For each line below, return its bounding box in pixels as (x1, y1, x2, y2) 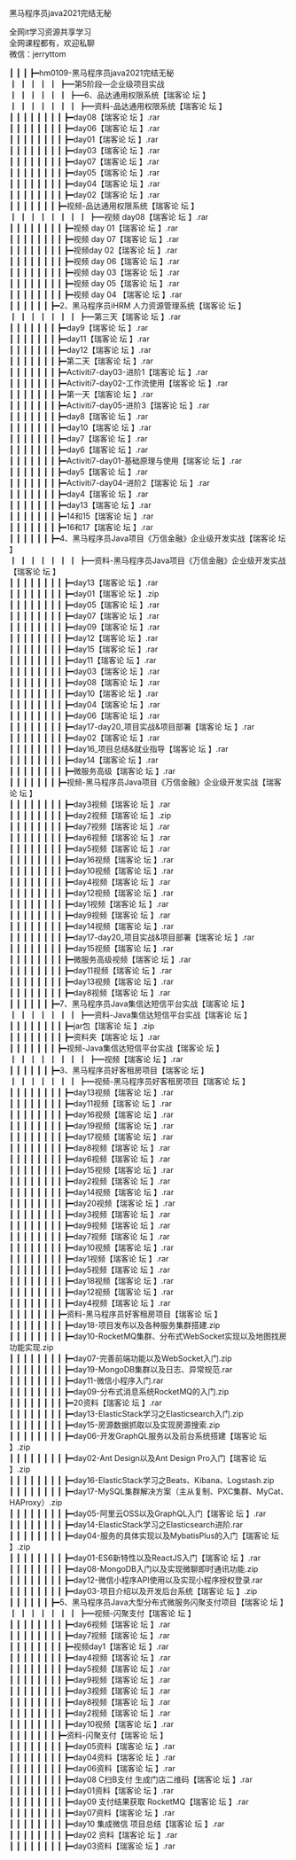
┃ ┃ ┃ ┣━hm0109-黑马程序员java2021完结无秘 (9, 67, 175, 78)
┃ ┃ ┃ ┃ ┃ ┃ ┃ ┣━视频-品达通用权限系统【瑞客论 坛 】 (9, 200, 199, 211)
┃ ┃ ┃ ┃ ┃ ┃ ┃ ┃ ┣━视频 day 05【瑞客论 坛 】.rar (9, 278, 180, 288)
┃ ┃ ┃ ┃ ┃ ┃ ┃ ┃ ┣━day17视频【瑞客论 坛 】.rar (9, 1131, 174, 1142)
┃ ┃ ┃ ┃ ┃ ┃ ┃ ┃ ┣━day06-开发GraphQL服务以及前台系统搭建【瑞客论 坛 (9, 1431, 268, 1441)
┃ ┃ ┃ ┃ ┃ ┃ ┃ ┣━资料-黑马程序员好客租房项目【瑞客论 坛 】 (9, 1309, 222, 1319)
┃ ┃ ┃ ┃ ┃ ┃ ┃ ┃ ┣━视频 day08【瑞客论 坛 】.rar (9, 212, 209, 222)
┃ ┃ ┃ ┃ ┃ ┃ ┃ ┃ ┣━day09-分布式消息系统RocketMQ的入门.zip (9, 1387, 230, 1396)
